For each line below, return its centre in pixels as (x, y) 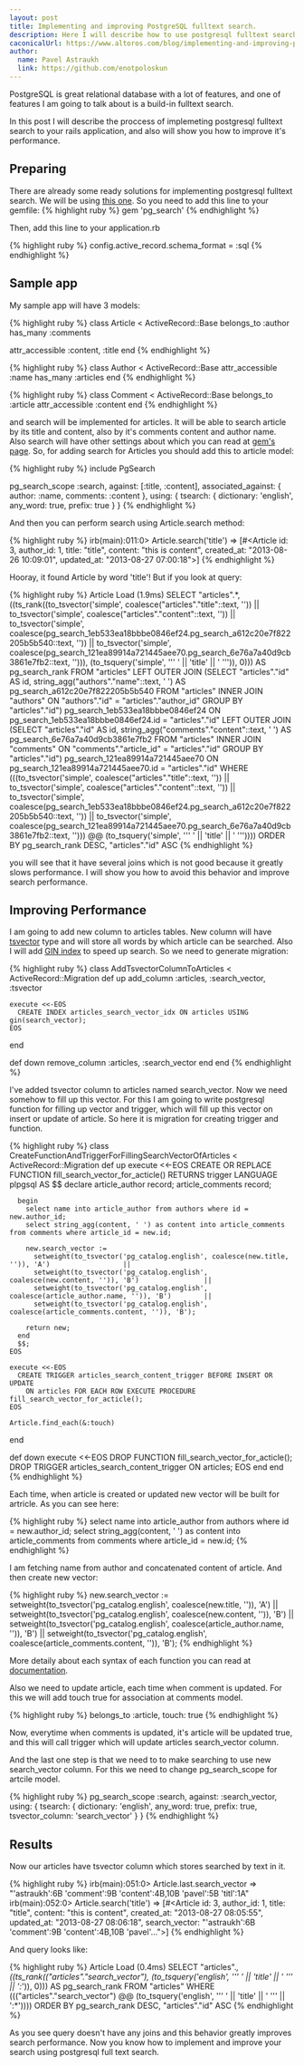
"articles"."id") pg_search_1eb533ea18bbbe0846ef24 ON (115, 710)
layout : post (34, 18)
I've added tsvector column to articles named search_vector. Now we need (148, 1090)
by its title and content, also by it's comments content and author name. (143, 431)
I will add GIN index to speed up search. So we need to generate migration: (149, 951)
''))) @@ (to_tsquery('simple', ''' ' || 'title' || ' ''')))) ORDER (179, 835)
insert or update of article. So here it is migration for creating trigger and (144, 1119)
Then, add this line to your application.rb (85, 227)
